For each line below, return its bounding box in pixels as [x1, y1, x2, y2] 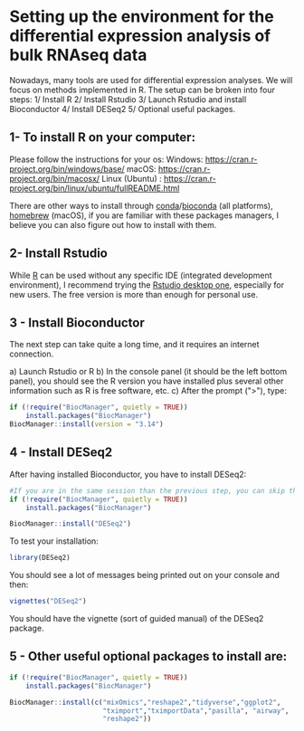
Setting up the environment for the [9, 6, 274, 27]
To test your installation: [9, 536, 100, 546]
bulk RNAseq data [9, 45, 147, 65]
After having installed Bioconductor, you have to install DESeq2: [9, 469, 247, 479]
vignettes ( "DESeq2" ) [9, 597, 88, 606]
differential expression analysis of [9, 25, 271, 46]
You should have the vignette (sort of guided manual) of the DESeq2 [9, 613, 264, 624]
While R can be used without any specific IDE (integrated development [9, 270, 273, 280]
